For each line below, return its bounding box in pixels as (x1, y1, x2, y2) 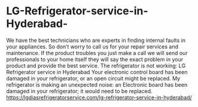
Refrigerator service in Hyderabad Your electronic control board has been (6, 68, 188, 75)
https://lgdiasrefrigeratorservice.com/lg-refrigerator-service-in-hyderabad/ (6, 94, 193, 101)
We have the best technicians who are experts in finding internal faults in (6, 36, 185, 44)
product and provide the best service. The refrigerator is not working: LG (6, 62, 186, 69)
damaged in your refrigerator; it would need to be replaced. (6, 87, 153, 94)
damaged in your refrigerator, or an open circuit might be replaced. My (6, 75, 181, 82)
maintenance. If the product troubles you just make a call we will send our (6, 49, 188, 56)
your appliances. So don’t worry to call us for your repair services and (6, 43, 178, 50)
